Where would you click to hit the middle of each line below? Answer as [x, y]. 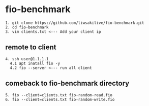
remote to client [31, 47]
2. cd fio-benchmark [27, 27]
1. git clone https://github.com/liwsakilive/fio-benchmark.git [75, 23]
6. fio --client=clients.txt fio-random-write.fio [60, 99]
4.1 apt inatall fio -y [35, 63]
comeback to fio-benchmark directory [67, 83]
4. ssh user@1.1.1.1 [27, 59]
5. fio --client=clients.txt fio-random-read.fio [59, 95]
